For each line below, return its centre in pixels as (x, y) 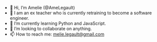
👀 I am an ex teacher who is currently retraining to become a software (81, 13)
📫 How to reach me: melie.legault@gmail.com (57, 34)
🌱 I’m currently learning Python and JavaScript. (58, 23)
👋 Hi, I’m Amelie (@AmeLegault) (42, 8)
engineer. (20, 18)
